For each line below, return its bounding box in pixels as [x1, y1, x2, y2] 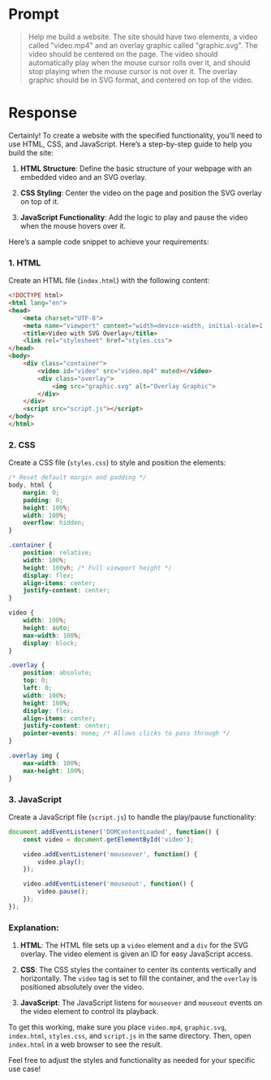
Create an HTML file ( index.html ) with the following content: [8, 276, 210, 286]
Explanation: [8, 921, 59, 933]
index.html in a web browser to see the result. [8, 1039, 163, 1050]
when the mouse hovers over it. [19, 221, 127, 230]
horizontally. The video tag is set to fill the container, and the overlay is [19, 973, 257, 983]
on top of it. [19, 196, 59, 206]
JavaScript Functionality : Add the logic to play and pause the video [19, 212, 248, 222]
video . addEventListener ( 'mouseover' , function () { [23, 850, 198, 859]
